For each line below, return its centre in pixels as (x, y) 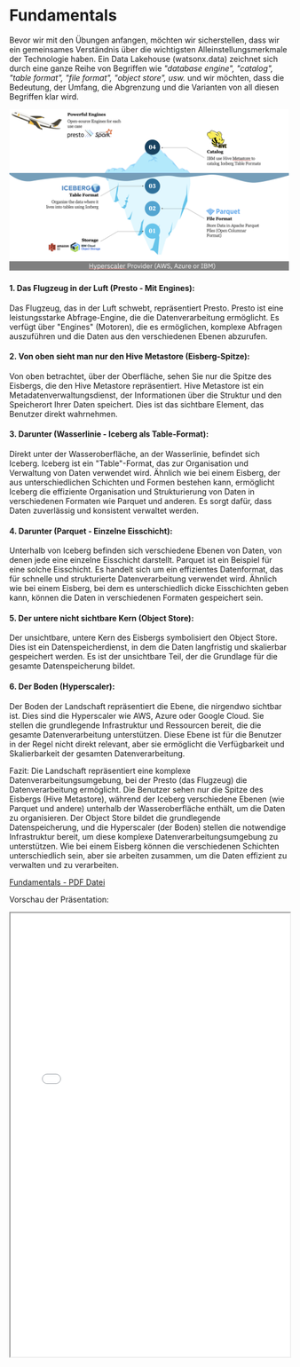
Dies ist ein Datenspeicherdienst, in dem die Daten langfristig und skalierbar (148, 647)
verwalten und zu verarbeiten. (64, 865)
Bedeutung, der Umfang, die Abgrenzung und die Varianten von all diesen (144, 87)
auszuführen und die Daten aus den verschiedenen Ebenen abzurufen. (138, 336)
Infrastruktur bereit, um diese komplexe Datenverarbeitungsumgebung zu (144, 836)
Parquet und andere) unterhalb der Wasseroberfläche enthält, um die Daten (147, 808)
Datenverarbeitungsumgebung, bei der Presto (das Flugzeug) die (128, 780)
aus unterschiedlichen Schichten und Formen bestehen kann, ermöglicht (142, 482)
